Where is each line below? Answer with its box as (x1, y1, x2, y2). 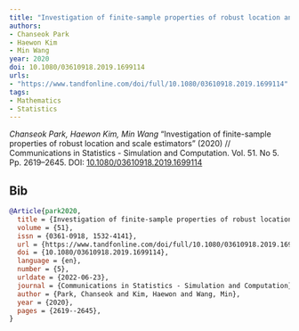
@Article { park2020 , (9, 207, 82, 216)
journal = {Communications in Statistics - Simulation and (17, 281, 241, 290)
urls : (9, 71, 29, 80)
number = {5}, (17, 265, 69, 274)
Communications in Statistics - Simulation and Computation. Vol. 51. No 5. (9, 148, 279, 159)
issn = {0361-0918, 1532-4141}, (17, 231, 138, 241)
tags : (9, 87, 29, 96)
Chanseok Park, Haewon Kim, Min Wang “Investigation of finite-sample (9, 128, 271, 139)
